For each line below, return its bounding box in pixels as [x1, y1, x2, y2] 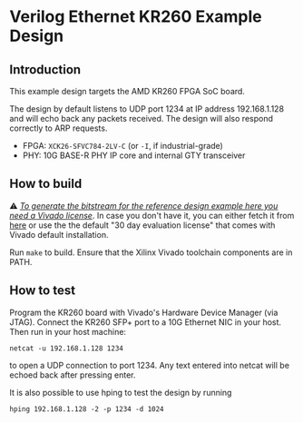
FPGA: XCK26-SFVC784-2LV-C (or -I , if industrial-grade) [22, 141, 224, 151]
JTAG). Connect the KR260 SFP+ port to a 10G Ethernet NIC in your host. [9, 316, 282, 328]
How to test [9, 283, 75, 299]
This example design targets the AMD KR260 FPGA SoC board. [9, 86, 245, 96]
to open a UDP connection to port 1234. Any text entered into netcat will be [9, 359, 290, 370]
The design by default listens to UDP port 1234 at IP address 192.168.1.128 [9, 103, 284, 114]
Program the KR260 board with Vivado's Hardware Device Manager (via [9, 307, 279, 318]
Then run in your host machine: [9, 326, 127, 337]
